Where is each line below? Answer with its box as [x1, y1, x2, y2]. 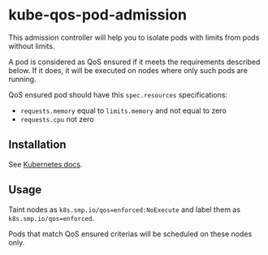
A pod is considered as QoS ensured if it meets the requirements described [8, 57, 261, 67]
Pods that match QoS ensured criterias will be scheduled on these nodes [8, 229, 253, 239]
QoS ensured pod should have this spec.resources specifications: [8, 89, 228, 99]
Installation [8, 138, 67, 152]
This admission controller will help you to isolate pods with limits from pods [8, 32, 260, 42]
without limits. [8, 41, 55, 50]
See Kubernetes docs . [8, 159, 83, 169]
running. [8, 74, 37, 84]
